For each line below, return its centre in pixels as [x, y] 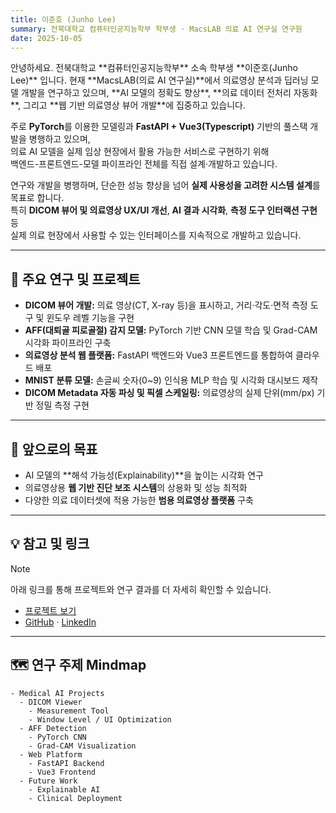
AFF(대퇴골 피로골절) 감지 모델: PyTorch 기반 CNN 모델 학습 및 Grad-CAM [171, 330]
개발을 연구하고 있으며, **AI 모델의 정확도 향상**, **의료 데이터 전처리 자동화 [169, 93]
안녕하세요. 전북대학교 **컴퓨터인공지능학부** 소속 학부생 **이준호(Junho [154, 68]
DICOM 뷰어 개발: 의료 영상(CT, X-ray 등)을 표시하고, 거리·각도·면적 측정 [166, 305]
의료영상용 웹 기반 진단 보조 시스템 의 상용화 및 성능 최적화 [136, 487]
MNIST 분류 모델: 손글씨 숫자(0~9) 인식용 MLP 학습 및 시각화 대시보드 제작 [171, 380]
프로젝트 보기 [50, 610]
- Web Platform [51, 754]
